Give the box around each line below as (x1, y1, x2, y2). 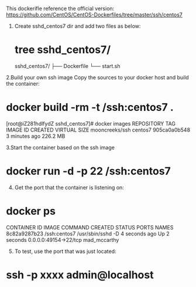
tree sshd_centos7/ (14, 43, 111, 56)
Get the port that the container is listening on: (14, 184, 124, 191)
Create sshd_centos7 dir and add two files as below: (14, 23, 141, 29)
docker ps (6, 205, 56, 218)
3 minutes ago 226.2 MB (6, 132, 66, 140)
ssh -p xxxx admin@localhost (6, 268, 154, 281)
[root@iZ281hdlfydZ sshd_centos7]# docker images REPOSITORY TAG (6, 120, 176, 127)
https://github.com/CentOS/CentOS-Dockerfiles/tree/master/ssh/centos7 (6, 11, 183, 18)
